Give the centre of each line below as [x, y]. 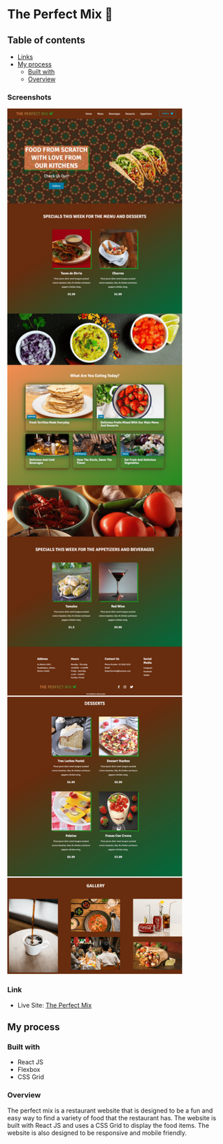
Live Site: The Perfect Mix [55, 1005]
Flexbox [29, 1070]
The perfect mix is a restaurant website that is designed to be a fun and [110, 1110]
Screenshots [29, 97]
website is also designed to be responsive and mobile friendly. [97, 1133]
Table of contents [46, 40]
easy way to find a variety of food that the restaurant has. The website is [112, 1117]
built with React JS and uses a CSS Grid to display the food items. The [108, 1125]
